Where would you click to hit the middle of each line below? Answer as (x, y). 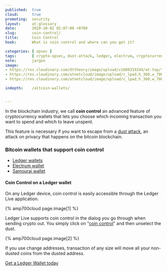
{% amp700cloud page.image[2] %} (42, 239)
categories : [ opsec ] (29, 51)
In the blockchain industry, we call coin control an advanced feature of (78, 111)
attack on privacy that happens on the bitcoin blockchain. (64, 136)
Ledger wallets (28, 161)
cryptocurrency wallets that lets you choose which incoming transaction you (83, 116)
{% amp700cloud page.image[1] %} (42, 209)
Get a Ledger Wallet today (32, 263)
